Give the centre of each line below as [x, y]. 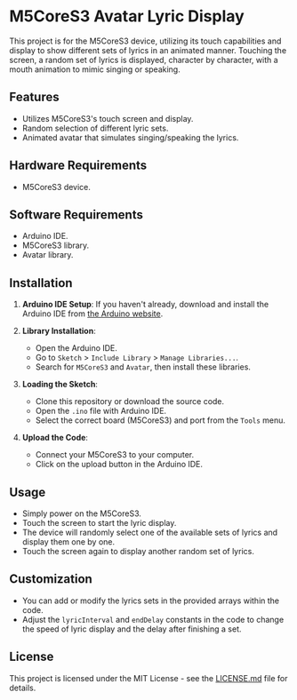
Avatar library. [48, 255]
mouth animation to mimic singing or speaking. [95, 69]
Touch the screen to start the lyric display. [99, 523]
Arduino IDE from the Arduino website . [92, 314]
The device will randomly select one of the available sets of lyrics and [150, 532]
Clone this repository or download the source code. [130, 402]
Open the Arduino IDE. [76, 348]
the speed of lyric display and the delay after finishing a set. [132, 629]
